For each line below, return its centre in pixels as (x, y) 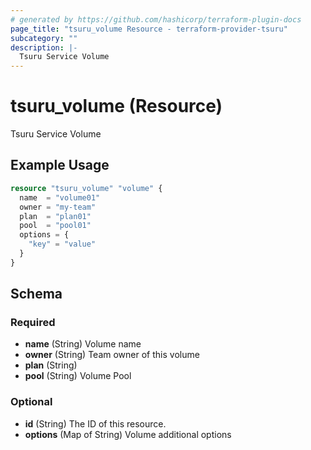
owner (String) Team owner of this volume (112, 355)
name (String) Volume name (83, 344)
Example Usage (60, 165)
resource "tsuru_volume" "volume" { (86, 188)
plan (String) (51, 365)
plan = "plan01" (55, 216)
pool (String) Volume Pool (78, 376)
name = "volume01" (60, 197)
